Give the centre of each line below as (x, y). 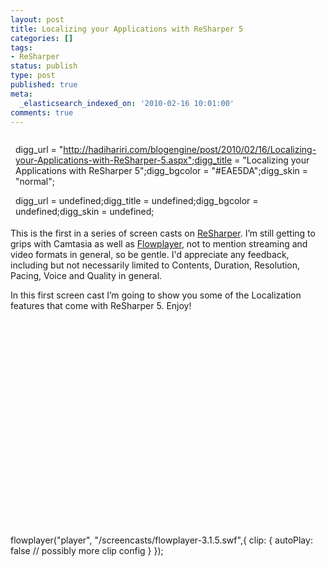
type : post (33, 76)
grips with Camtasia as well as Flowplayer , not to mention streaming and (159, 244)
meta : (21, 94)
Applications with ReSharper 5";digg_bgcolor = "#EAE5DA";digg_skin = (162, 171)
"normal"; (35, 182)
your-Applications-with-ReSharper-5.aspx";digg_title (124, 160)
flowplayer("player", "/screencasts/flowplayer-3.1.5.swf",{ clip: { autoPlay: (161, 540)
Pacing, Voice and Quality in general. (86, 276)
